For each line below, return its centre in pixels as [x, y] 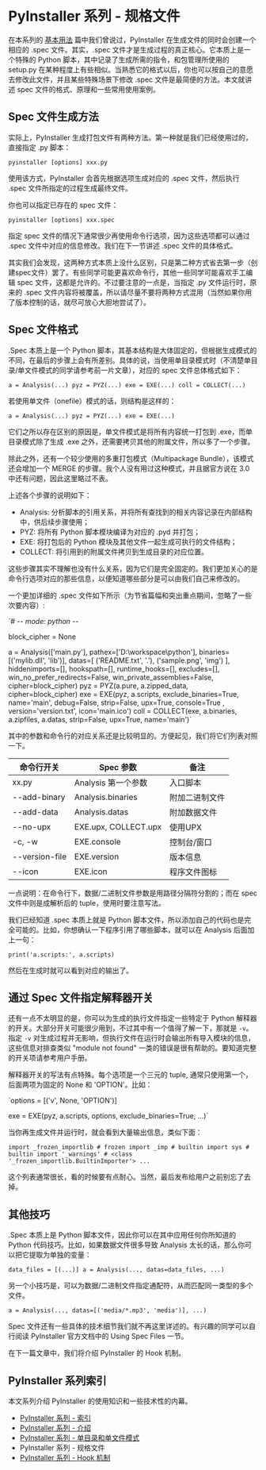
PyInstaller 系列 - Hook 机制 [65, 1458]
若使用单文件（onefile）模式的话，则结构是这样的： [92, 401]
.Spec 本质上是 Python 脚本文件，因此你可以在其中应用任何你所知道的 [122, 1235]
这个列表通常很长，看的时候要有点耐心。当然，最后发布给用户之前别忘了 [126, 1177]
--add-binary [39, 797]
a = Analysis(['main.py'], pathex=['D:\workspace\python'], [103, 652]
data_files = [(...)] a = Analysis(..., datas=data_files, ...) [116, 1270]
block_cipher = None [42, 637]
